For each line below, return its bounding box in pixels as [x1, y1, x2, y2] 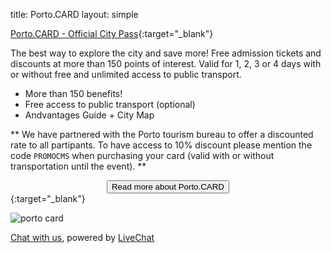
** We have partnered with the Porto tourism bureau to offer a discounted [10, 129, 314, 140]
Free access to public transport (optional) [24, 99, 196, 110]
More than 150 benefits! [24, 88, 123, 99]
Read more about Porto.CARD [111, 182, 225, 192]
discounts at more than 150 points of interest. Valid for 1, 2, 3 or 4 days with [10, 58, 322, 69]
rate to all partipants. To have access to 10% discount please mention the [10, 139, 313, 151]
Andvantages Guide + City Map [24, 109, 155, 121]
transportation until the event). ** [10, 160, 147, 172]
